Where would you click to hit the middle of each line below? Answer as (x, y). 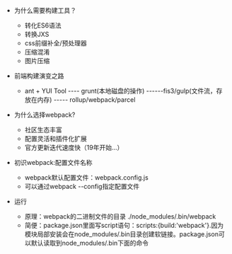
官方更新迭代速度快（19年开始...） (74, 148)
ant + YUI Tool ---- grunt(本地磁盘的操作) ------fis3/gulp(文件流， (121, 91)
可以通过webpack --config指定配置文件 (82, 186)
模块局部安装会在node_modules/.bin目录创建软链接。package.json (122, 234)
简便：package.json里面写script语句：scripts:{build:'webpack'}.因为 (124, 225)
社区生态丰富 (43, 130)
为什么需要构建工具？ (45, 10)
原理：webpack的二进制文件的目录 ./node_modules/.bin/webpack (120, 217)
